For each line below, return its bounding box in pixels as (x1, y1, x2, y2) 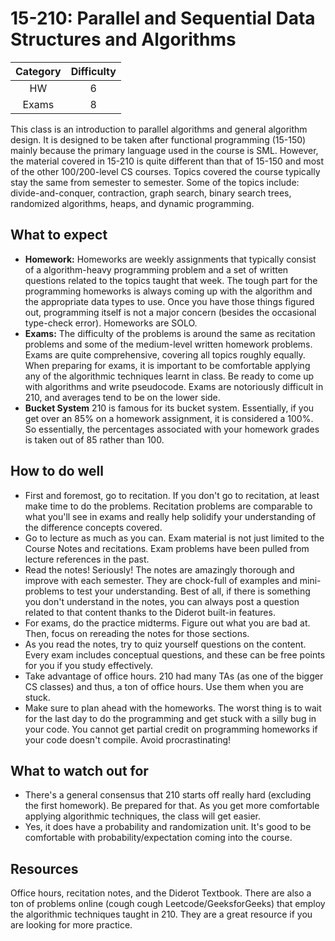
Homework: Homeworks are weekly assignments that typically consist (24, 253, 317, 265)
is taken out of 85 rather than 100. (24, 433, 165, 446)
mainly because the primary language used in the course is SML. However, (10, 144, 319, 156)
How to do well (10, 463, 104, 480)
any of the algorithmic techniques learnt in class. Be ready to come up (24, 370, 315, 382)
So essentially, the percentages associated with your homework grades (24, 423, 320, 435)
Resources (10, 860, 79, 877)
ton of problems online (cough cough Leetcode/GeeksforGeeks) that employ (10, 898, 326, 910)
